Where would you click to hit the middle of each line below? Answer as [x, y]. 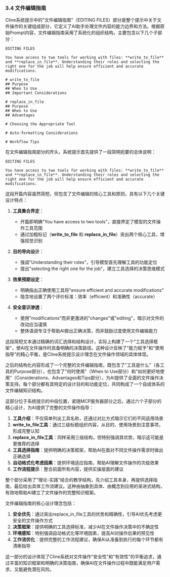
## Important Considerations [36, 93]
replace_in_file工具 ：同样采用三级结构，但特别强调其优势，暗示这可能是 [88, 437]
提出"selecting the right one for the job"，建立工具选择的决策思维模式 [92, 269]
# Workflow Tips [22, 142]
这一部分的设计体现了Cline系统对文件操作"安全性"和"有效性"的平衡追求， [81, 557]
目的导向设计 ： [28, 252]
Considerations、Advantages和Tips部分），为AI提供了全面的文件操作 [88, 378]
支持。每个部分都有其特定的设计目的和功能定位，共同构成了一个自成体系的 [87, 384]
